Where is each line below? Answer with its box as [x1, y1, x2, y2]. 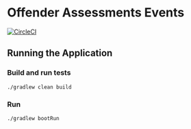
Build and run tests [7, 68, 71, 78]
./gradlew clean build [7, 84, 72, 91]
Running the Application [7, 47, 113, 59]
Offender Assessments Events [7, 5, 185, 21]
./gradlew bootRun [7, 115, 60, 121]
